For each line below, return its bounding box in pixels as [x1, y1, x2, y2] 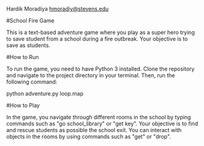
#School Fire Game [6, 17, 55, 24]
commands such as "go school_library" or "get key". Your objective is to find [6, 120, 199, 127]
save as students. [6, 42, 51, 49]
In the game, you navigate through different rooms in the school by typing [6, 114, 191, 120]
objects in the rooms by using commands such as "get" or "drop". [6, 133, 172, 140]
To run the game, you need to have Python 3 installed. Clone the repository [6, 65, 195, 72]
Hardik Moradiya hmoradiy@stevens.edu [6, 5, 109, 12]
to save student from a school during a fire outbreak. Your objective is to [6, 35, 188, 42]
